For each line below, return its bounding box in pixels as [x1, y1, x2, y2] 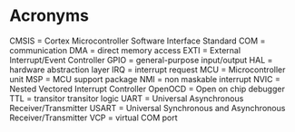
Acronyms [9, 5, 89, 26]
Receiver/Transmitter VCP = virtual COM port [9, 112, 179, 123]
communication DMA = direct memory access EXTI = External [9, 44, 241, 55]
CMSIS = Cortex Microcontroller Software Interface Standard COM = [9, 35, 266, 46]
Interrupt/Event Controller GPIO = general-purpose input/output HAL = [9, 54, 273, 65]
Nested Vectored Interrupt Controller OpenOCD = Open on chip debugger [9, 83, 286, 94]
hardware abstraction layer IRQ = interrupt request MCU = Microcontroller [9, 64, 286, 75]
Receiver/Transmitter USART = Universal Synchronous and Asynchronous [9, 102, 286, 113]
